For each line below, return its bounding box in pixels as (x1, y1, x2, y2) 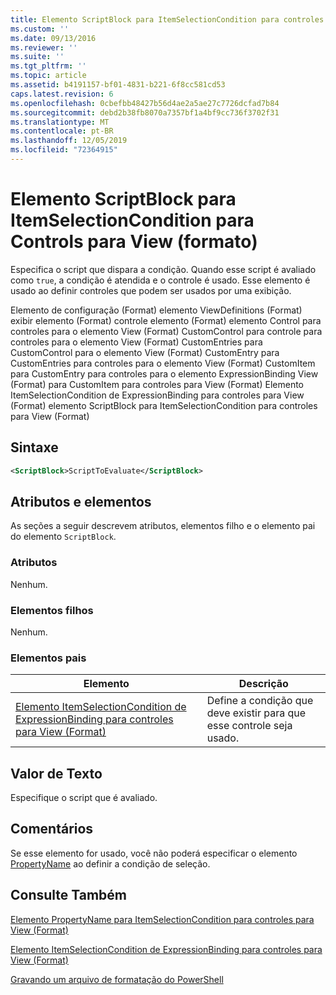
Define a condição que (206, 694, 314, 708)
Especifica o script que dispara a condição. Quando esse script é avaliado (10, 263, 317, 275)
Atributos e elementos (10, 493, 152, 510)
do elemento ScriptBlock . (10, 531, 117, 543)
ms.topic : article (10, 71, 87, 81)
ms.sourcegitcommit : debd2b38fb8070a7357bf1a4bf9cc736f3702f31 (10, 107, 280, 118)
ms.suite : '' (10, 52, 65, 62)
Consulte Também (10, 887, 128, 904)
